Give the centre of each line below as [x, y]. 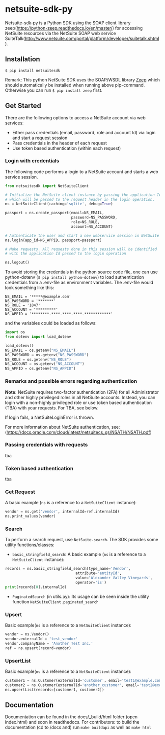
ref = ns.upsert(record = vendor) [38, 648]
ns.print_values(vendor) [30, 516]
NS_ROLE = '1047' [23, 305]
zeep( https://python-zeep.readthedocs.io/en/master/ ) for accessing [74, 28]
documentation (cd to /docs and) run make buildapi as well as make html [78, 727]
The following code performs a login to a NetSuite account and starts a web [82, 172]
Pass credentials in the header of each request [59, 143]
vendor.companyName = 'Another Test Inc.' [49, 643]
